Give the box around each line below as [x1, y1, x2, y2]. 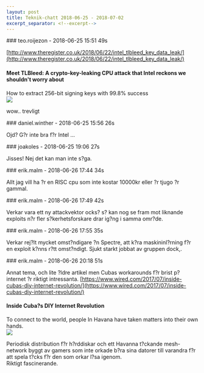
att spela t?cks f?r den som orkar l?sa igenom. [6, 353, 122, 360]
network [6, 346, 27, 354]
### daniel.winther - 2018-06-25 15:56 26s [6, 119, 114, 126]
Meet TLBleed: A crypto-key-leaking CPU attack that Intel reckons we [6, 69, 186, 76]
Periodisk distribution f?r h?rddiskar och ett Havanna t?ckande [6, 340, 163, 347]
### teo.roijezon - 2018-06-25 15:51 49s [6, 37, 108, 45]
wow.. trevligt [6, 107, 40, 115]
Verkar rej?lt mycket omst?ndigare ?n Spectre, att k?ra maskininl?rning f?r [6, 239, 191, 246]
